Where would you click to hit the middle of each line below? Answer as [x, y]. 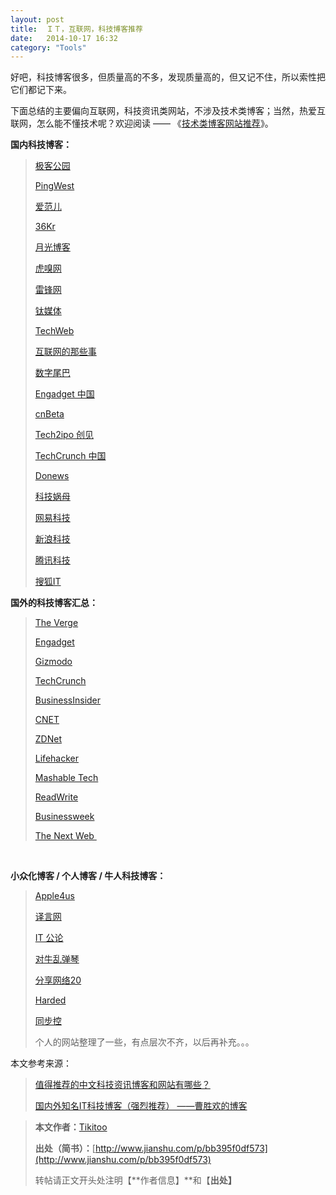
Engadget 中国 [64, 394]
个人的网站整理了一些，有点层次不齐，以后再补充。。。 [144, 1042]
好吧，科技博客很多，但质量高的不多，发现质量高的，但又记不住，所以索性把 [168, 77]
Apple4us [54, 896]
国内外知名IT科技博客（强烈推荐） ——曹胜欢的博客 [141, 1106]
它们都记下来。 [41, 90]
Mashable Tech [66, 778]
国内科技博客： [41, 145]
